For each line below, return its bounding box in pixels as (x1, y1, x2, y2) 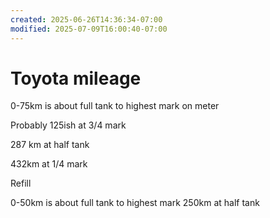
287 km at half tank (10, 139, 90, 151)
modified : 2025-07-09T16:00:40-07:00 (10, 24, 168, 34)
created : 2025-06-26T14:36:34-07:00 (10, 14, 163, 25)
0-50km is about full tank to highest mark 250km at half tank (10, 197, 260, 209)
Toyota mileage (10, 67, 142, 90)
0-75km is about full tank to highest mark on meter (10, 100, 220, 112)
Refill (10, 177, 32, 190)
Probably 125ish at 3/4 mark (10, 119, 127, 131)
